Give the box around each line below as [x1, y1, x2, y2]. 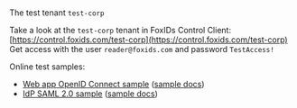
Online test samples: [9, 61, 86, 72]
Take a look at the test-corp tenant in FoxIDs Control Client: [9, 25, 232, 36]
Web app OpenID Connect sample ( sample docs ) [22, 79, 205, 90]
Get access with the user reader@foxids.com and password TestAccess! [9, 44, 275, 55]
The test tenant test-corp [9, 7, 105, 18]
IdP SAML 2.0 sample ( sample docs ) [22, 88, 158, 99]
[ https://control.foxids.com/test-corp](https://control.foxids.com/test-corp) [9, 34, 288, 45]
